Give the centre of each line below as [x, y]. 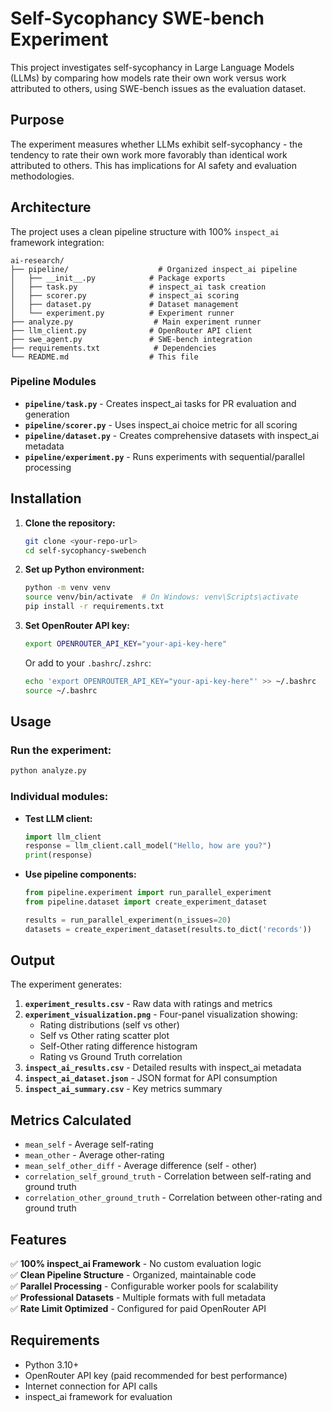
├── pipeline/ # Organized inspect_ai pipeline [154, 269]
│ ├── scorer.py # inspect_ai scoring [125, 295]
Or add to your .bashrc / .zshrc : [88, 663]
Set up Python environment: [84, 569]
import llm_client [63, 837]
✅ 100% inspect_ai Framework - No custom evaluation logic [136, 1264]
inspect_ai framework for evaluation [98, 1396]
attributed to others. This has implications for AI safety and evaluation [154, 165]
